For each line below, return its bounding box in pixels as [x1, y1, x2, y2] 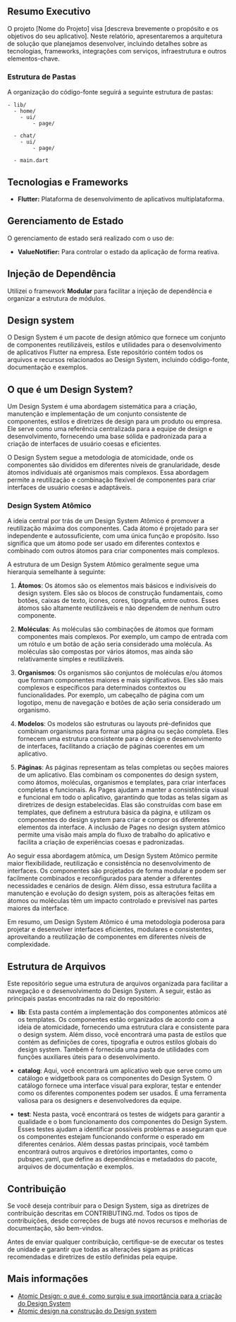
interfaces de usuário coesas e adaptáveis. [7, 483, 132, 492]
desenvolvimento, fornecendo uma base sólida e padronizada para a [7, 432, 207, 441]
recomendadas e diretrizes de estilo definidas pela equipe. [7, 1253, 178, 1261]
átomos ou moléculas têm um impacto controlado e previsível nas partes [7, 897, 218, 905]
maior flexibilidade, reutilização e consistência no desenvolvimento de [7, 859, 211, 868]
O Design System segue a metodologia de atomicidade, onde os [7, 454, 194, 462]
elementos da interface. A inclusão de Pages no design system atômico [17, 823, 225, 832]
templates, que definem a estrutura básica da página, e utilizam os [17, 808, 211, 816]
